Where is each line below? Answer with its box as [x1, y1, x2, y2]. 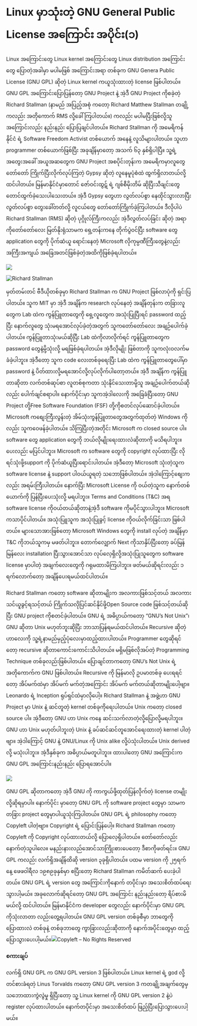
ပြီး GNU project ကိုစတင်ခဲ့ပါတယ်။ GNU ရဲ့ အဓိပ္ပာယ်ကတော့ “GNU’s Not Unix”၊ [6, 612, 190, 619]
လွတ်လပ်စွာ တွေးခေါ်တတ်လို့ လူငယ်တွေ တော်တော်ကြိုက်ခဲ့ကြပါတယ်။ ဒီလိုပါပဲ [6, 203, 182, 210]
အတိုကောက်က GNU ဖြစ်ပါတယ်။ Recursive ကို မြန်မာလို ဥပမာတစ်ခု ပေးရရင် [6, 669, 182, 676]
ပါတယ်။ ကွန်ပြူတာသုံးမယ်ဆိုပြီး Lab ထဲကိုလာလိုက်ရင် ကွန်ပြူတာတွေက [6, 333, 170, 340]
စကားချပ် [6, 952, 28, 960]
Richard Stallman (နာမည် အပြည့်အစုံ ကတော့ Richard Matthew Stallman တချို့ [6, 101, 189, 108]
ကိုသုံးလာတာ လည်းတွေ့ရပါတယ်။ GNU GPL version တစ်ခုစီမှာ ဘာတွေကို [6, 913, 173, 920]
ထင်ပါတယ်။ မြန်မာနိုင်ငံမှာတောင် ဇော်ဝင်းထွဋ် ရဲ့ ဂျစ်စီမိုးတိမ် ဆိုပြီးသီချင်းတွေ [6, 181, 181, 188]
